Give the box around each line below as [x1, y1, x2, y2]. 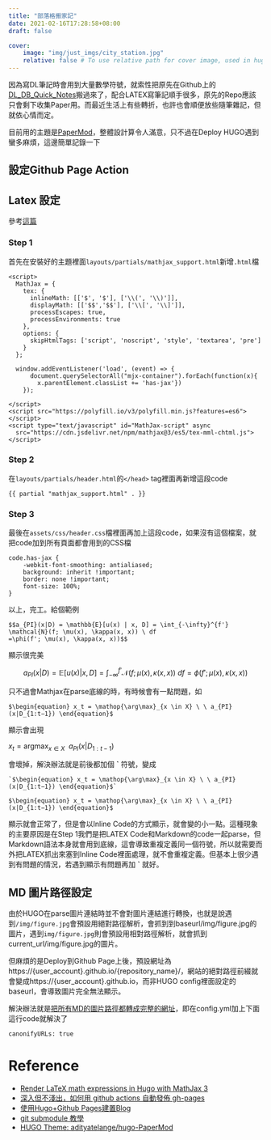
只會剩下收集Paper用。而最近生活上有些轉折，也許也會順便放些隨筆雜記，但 [8, 100, 261, 109]
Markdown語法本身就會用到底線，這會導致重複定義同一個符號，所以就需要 [8, 839, 256, 850]
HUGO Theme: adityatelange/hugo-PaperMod [19, 1122, 173, 1133]
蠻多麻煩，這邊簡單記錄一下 [8, 138, 101, 146]
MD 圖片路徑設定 [8, 885, 93, 899]
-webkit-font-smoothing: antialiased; [23, 562, 153, 570]
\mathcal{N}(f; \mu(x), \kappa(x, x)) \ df [8, 628, 157, 636]
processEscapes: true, [29, 308, 106, 316]
